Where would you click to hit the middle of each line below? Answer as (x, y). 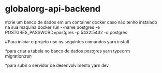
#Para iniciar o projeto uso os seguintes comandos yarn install (67, 41)
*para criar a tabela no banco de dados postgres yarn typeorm (67, 51)
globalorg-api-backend (53, 9)
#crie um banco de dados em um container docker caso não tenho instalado (81, 22)
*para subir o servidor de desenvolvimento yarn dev (57, 65)
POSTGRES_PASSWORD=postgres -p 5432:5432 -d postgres (66, 32)
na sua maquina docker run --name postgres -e (52, 27)
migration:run (18, 56)
